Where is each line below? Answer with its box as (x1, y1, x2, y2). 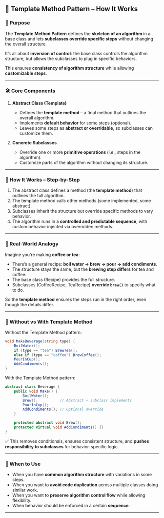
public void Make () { (14, 389, 58, 394)
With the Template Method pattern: (5, 375, 76, 380)
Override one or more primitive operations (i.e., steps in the (19, 149, 141, 155)
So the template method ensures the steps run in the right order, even (5, 296, 146, 302)
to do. (12, 287, 24, 293)
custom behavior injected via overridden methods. (12, 224, 114, 230)
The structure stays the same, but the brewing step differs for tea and (12, 266, 154, 272)
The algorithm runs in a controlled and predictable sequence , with (12, 219, 147, 224)
